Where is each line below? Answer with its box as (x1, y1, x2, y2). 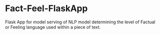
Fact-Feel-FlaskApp (5, 3, 88, 14)
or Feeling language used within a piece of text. (5, 24, 101, 30)
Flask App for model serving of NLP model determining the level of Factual (5, 19, 156, 25)
